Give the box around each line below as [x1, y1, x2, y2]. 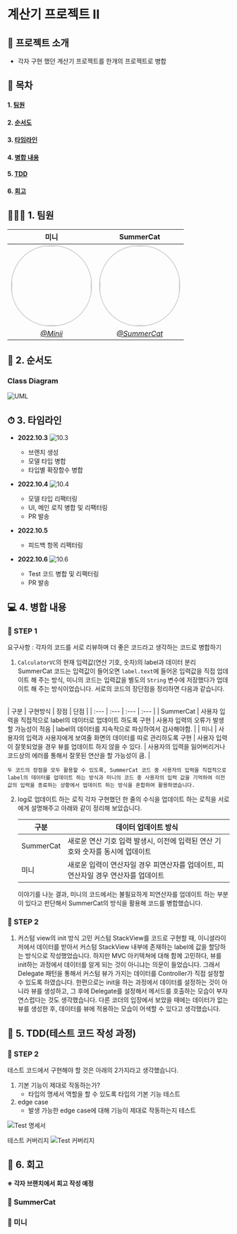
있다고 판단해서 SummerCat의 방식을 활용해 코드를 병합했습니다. [25, 899, 203, 907]
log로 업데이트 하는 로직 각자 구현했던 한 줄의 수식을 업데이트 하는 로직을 [17, 795, 217, 803]
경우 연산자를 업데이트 [95, 871, 164, 880]
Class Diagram [7, 376, 59, 386]
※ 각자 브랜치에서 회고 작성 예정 [7, 1179, 94, 1187]
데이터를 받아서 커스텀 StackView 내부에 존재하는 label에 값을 [36, 943, 207, 951]
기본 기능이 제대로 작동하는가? [17, 1081, 101, 1089]
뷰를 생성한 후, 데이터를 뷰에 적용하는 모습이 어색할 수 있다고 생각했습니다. [17, 1005, 221, 1013]
